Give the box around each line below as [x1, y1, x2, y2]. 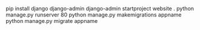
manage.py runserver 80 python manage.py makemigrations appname [5, 11, 182, 18]
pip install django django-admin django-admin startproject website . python [5, 5, 195, 12]
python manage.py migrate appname [5, 18, 98, 24]
